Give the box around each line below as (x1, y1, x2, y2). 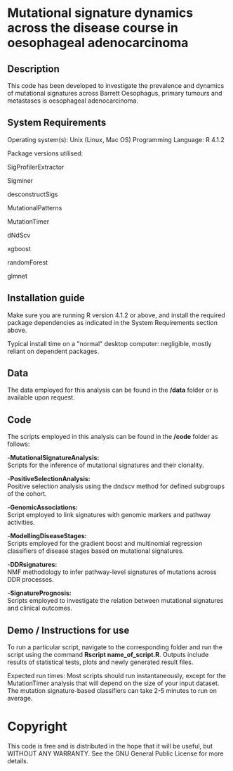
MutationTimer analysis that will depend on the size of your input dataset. (7, 679, 220, 687)
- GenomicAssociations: (7, 503, 79, 511)
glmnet (7, 272, 28, 280)
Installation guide (7, 292, 86, 304)
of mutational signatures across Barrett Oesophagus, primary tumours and (7, 89, 222, 97)
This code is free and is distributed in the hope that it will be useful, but (7, 742, 213, 750)
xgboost (7, 244, 32, 253)
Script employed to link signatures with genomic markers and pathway (7, 511, 211, 519)
